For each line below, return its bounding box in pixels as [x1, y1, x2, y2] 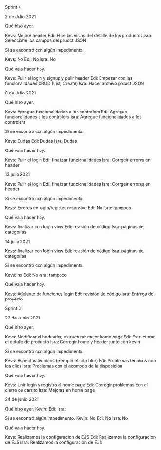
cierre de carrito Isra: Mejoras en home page [5, 387, 95, 393]
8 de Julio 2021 [5, 90, 36, 95]
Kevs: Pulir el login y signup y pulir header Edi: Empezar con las [5, 75, 133, 81]
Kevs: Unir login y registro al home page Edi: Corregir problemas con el [5, 382, 148, 388]
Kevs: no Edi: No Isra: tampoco [5, 272, 67, 278]
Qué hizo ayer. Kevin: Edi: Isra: [5, 406, 66, 412]
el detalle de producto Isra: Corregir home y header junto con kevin [5, 339, 140, 345]
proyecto [5, 296, 23, 301]
